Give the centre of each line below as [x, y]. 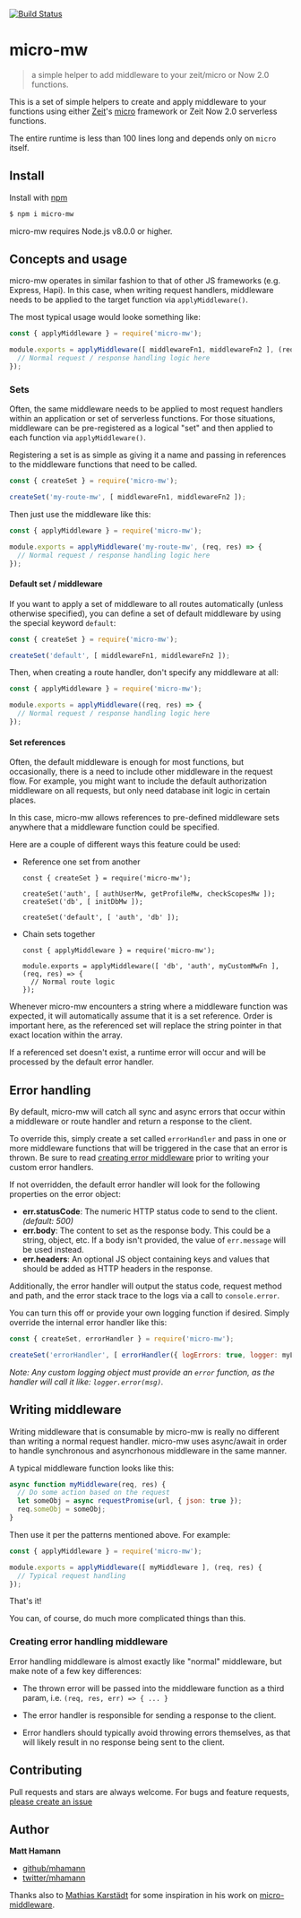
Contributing [46, 1770]
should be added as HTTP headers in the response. [117, 1268]
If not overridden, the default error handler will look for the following [135, 1185]
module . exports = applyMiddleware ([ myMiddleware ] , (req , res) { [136, 1567]
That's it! [26, 1601]
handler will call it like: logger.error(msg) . [86, 1382]
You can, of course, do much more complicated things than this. [128, 1619]
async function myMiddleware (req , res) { [88, 1484]
